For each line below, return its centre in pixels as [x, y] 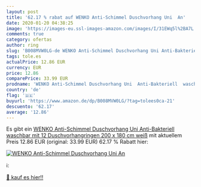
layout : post [22, 12]
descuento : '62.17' [31, 106]
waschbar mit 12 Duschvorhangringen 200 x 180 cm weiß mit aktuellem [94, 135]
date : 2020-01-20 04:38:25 [40, 23]
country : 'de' [24, 90]
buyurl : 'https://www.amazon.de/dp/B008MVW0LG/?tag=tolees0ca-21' [91, 101]
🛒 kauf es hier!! [25, 177]
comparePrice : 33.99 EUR [37, 79]
